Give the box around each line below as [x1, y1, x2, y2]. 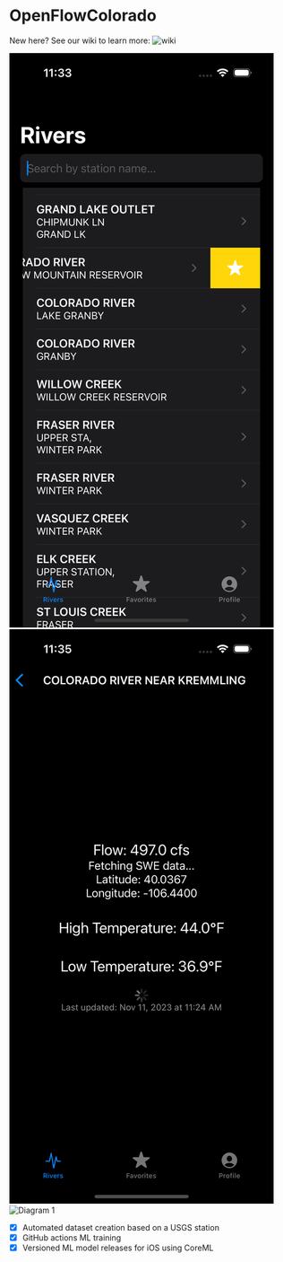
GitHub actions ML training [21, 1232, 122, 1243]
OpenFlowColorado [9, 5, 157, 26]
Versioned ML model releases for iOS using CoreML [21, 1242, 214, 1253]
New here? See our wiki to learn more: [9, 35, 150, 46]
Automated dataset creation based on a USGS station [21, 1222, 219, 1232]
